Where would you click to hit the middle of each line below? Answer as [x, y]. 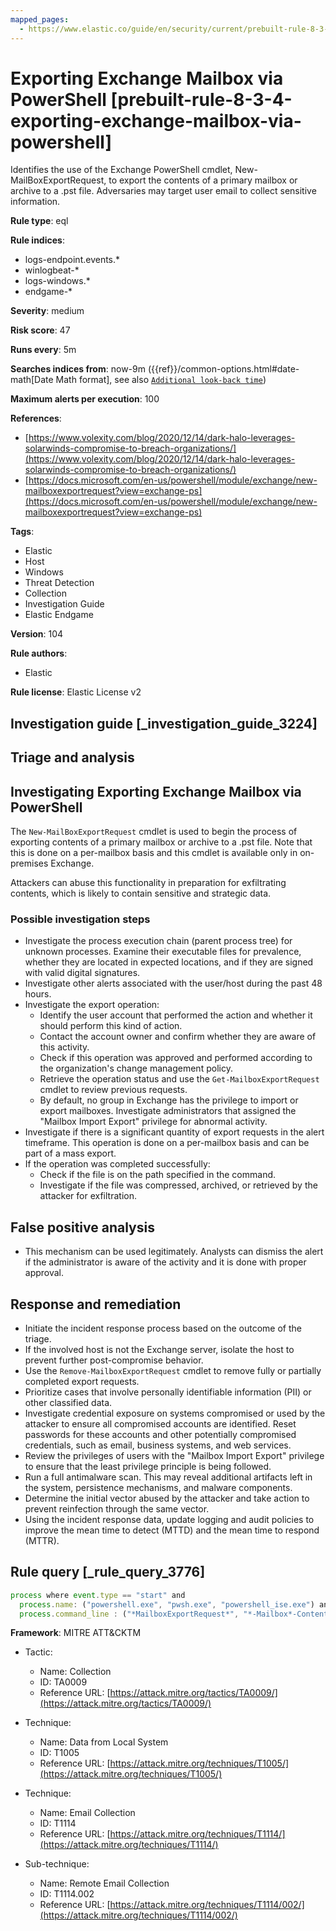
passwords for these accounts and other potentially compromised [160, 1434]
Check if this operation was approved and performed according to [176, 1058]
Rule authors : [39, 653]
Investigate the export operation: [92, 1005]
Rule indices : [37, 240]
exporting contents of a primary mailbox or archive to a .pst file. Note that [161, 842]
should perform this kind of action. [111, 1026]
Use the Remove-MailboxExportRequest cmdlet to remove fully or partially [173, 1370]
